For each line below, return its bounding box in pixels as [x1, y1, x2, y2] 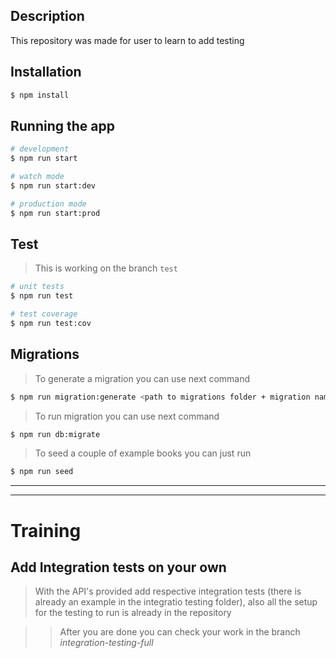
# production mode [10, 199, 87, 209]
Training [10, 519, 82, 542]
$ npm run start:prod [10, 208, 101, 218]
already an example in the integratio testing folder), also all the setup [34, 596, 318, 608]
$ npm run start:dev [10, 180, 97, 191]
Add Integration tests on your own [10, 559, 227, 576]
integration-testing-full [59, 637, 154, 649]
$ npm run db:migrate [10, 429, 101, 439]
